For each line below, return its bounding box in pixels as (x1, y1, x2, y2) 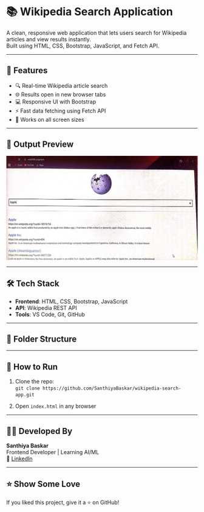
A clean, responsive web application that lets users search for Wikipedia (6, 29, 187, 37)
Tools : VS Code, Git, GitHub (15, 310, 85, 318)
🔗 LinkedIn (6, 455, 33, 462)
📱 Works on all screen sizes (15, 116, 84, 123)
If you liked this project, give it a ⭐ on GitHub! (6, 499, 120, 506)
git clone (15, 385, 41, 391)
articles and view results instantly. (6, 35, 91, 43)
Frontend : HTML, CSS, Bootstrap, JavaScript (15, 298, 128, 305)
